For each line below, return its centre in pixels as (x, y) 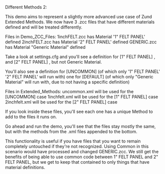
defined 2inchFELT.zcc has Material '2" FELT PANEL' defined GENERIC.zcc (81, 42)
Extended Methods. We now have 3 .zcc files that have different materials (80, 22)
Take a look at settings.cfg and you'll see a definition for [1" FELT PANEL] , (80, 57)
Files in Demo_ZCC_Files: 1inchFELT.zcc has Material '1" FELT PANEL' (75, 37)
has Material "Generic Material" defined (45, 47)
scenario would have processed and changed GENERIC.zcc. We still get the (82, 152)
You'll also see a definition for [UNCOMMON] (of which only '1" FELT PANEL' (82, 71)
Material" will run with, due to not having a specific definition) (67, 82)
